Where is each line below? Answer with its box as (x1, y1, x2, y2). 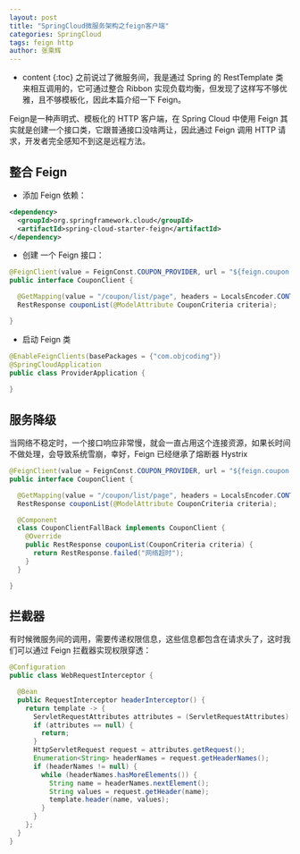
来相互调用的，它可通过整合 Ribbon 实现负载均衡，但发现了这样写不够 (21, 83, 279, 94)
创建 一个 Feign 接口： (21, 249, 104, 260)
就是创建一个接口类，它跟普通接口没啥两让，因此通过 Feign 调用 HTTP (16, 124, 277, 135)
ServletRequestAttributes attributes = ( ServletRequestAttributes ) (32, 712, 290, 721)
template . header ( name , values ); (48, 795, 170, 805)
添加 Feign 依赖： (21, 190, 87, 200)
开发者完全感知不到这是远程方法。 (24, 136, 150, 147)
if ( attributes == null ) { (32, 721, 134, 730)
